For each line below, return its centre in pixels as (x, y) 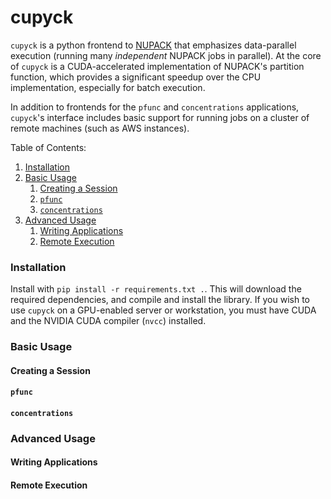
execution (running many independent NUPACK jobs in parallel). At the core (166, 55)
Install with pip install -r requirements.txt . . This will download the (156, 289)
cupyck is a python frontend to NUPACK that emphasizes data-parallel (153, 45)
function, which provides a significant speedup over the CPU (136, 77)
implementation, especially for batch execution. (108, 87)
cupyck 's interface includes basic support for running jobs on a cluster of (160, 117)
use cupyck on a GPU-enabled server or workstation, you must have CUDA (163, 310)
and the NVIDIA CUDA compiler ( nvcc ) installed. (108, 321)
